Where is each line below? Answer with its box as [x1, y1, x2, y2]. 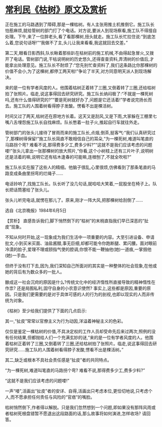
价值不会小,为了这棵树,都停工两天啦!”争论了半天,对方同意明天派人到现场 [5, 68, 147, 74]
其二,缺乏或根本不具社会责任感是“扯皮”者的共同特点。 [5, 357, 112, 363]
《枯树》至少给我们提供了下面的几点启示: [5, 307, 87, 314]
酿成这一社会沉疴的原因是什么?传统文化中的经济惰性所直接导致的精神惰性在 [5, 279, 156, 285]
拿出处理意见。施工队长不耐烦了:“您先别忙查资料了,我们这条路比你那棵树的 [9, 62, 158, 68]
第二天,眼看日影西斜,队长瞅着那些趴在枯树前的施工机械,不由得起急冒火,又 [5, 50, 150, 56]
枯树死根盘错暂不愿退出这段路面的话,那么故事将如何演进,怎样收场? [9, 410, 141, 416]
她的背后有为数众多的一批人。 [5, 268, 64, 275]
